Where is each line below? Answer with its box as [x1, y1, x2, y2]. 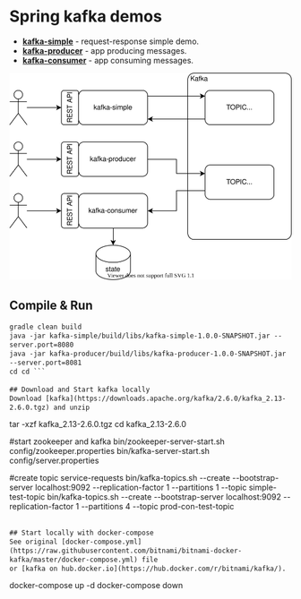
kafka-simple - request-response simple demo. [21, 36, 200, 47]
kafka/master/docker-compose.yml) [9, 555, 139, 565]
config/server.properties [9, 455, 99, 466]
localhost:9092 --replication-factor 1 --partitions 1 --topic [35, 482, 247, 493]
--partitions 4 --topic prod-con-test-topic [81, 501, 235, 512]
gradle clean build [9, 322, 82, 332]
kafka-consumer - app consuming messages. [21, 55, 194, 65]
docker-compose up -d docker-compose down [9, 580, 184, 591]
